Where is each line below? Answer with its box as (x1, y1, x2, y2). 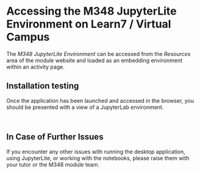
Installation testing (6, 81, 79, 91)
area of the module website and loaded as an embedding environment (6, 57, 183, 64)
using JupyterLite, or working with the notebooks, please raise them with (6, 154, 190, 162)
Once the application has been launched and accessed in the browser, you (6, 97, 194, 104)
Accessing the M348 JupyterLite (6, 4, 177, 18)
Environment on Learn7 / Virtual (6, 17, 171, 31)
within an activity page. (6, 63, 65, 71)
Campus (6, 30, 50, 44)
